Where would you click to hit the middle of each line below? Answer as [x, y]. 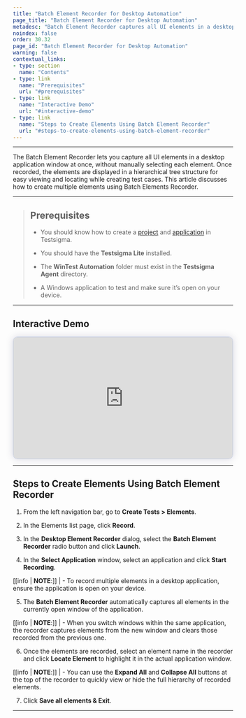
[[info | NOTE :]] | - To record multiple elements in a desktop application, [116, 580]
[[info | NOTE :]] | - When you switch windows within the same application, [120, 622]
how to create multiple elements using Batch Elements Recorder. [106, 187]
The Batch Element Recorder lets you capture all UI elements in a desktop [119, 157]
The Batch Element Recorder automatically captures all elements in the [126, 601]
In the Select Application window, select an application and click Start [125, 559]
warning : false [35, 53]
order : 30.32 [32, 40]
